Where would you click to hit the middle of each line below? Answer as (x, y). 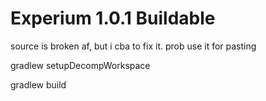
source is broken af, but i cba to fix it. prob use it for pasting (133, 46)
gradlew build (38, 84)
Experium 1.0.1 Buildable (113, 18)
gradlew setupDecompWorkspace (80, 65)
